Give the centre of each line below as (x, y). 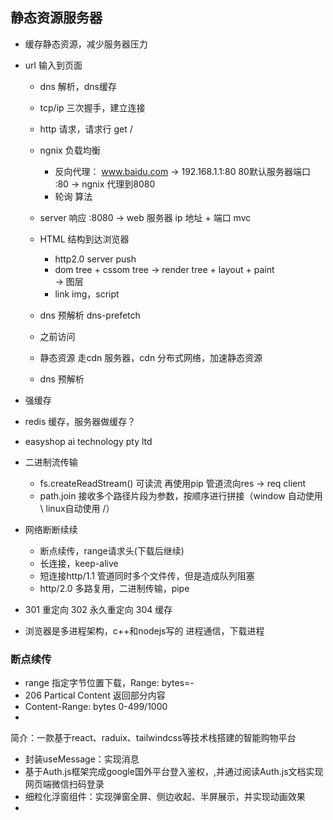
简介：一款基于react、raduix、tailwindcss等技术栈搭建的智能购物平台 (153, 738)
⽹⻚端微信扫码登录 (64, 784)
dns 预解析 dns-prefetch (90, 315)
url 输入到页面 (53, 65)
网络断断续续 (51, 529)
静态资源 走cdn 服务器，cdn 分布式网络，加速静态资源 (151, 357)
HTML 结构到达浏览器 (84, 239)
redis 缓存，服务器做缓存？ (80, 421)
